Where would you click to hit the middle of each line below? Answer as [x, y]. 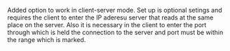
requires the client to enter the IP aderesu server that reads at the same [110, 17]
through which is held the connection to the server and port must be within [115, 32]
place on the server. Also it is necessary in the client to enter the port [107, 25]
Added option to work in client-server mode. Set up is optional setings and [115, 10]
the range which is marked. [47, 40]
